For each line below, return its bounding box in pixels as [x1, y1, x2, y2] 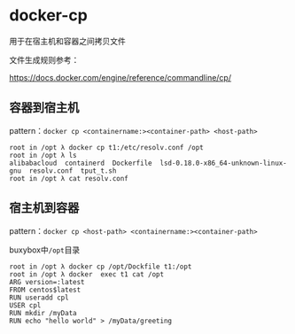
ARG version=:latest [9, 277, 86, 286]
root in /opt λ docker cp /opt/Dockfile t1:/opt [9, 262, 192, 271]
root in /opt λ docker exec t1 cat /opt [9, 269, 165, 279]
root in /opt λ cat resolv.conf [9, 174, 128, 183]
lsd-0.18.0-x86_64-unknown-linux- [159, 159, 288, 167]
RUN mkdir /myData [9, 308, 77, 317]
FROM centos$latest [9, 285, 82, 294]
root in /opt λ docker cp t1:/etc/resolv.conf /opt [9, 143, 204, 151]
